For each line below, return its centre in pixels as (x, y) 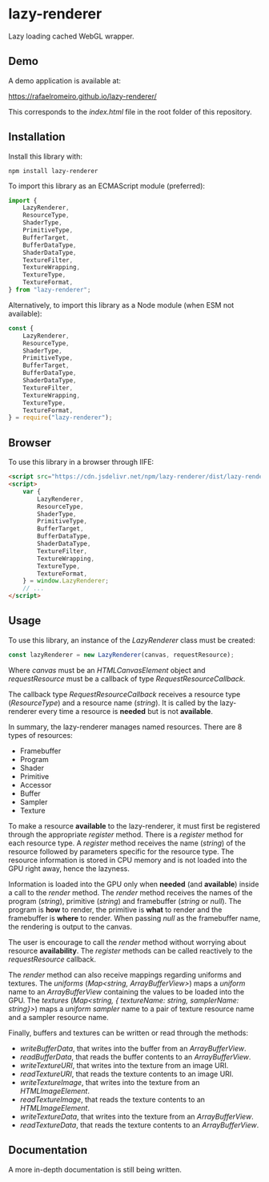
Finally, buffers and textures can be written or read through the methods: (128, 1033)
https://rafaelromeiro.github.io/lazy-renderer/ (83, 96)
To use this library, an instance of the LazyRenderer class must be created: (132, 640)
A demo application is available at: (65, 80)
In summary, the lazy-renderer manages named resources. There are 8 (125, 727)
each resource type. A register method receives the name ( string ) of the (127, 843)
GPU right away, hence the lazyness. (69, 868)
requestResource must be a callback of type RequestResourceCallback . (127, 679)
